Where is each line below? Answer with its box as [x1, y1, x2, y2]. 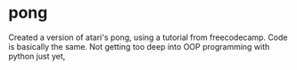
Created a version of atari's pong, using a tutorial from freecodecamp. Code [8, 32, 288, 43]
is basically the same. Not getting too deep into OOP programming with [8, 41, 270, 51]
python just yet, [8, 51, 66, 61]
